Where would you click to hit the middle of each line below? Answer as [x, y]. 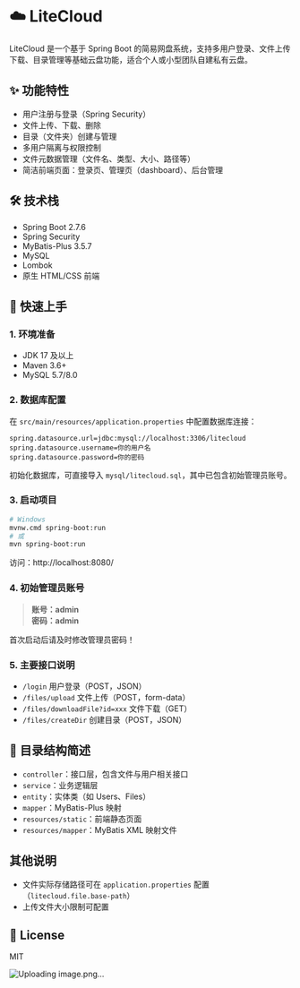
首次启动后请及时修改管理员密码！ [72, 640]
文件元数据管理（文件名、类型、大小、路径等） [108, 159]
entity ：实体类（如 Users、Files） [86, 796]
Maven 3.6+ [44, 365]
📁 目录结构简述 [50, 751]
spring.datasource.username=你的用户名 [80, 448]
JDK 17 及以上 [48, 356]
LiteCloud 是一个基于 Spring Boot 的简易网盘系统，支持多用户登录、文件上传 [150, 48]
